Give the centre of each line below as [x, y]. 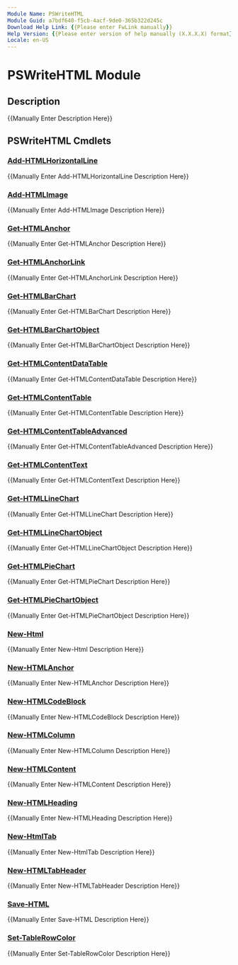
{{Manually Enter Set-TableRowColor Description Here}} [89, 953]
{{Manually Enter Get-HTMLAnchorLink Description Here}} [93, 278]
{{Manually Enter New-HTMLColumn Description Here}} [89, 750]
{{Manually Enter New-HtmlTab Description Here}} [81, 852]
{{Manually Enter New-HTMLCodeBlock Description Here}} [94, 717]
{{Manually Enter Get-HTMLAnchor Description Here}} [87, 244]
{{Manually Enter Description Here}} [60, 118]
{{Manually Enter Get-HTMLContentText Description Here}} [94, 480]
